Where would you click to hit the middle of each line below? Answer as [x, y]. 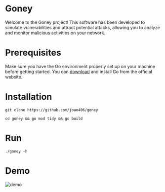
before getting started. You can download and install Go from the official [79, 72]
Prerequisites [33, 53]
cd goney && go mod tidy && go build [44, 118]
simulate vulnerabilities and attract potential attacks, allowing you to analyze [83, 27]
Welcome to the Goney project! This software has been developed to [75, 22]
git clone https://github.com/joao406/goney [52, 110]
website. [14, 77]
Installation [29, 97]
